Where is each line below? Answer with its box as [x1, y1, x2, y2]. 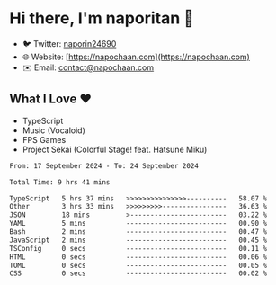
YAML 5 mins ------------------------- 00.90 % [9, 219, 268, 228]
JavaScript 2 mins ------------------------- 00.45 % [9, 236, 268, 245]
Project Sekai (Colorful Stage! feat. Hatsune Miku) [22, 144, 208, 155]
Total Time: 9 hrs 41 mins [9, 177, 111, 187]
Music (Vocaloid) [22, 125, 85, 136]
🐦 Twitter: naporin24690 [22, 38, 117, 49]
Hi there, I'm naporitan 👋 [9, 8, 195, 29]
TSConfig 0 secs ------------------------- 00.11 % [9, 244, 268, 253]
